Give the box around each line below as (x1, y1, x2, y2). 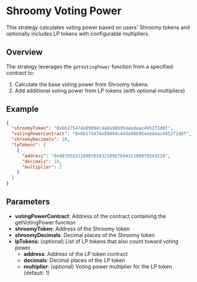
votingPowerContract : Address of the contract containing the (14, 212, 167, 220)
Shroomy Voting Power (6, 4, 122, 18)
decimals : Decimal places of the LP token (23, 257, 125, 264)
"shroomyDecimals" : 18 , (11, 136, 70, 143)
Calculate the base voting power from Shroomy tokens (14, 81, 148, 88)
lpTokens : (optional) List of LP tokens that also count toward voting (14, 238, 179, 245)
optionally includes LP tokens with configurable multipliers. (6, 30, 150, 37)
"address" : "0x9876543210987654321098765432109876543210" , (21, 153, 170, 159)
